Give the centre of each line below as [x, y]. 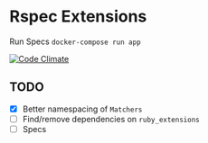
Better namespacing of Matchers [82, 109]
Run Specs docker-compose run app [76, 41]
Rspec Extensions [78, 17]
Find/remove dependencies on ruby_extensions [111, 119]
